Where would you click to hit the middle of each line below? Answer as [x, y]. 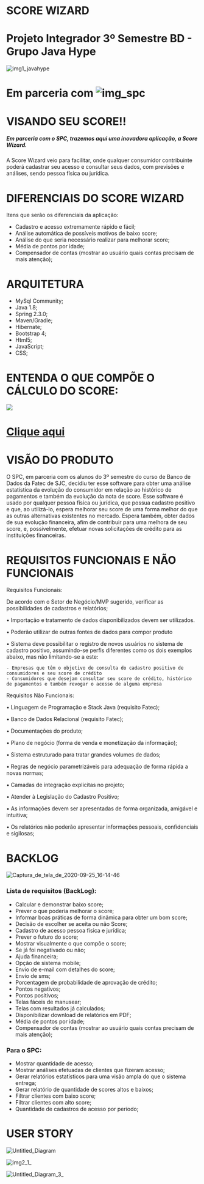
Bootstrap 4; [31, 333]
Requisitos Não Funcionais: [40, 695]
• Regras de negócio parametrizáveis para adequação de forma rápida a [97, 767]
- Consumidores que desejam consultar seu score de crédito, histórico [99, 679]
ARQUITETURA [45, 284]
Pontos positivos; [37, 995]
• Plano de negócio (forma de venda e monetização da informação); [92, 743]
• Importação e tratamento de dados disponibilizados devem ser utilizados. [101, 620]
